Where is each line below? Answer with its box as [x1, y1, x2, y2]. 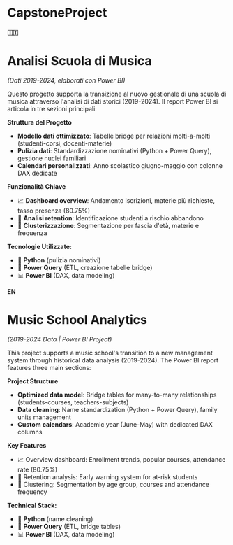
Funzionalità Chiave [7, 182, 66, 190]
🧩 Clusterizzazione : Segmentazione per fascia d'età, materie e [17, 221, 200, 229]
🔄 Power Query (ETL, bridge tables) [17, 522, 121, 530]
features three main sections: [7, 363, 91, 371]
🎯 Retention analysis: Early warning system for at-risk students [17, 472, 198, 481]
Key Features [7, 441, 47, 449]
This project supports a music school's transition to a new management [7, 348, 213, 357]
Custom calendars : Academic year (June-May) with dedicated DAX [17, 420, 213, 428]
